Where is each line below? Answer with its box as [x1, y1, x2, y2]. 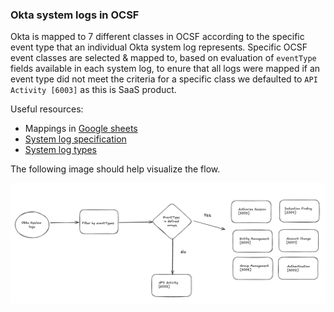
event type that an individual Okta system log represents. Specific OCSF [10, 41, 308, 53]
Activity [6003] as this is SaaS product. [10, 84, 177, 96]
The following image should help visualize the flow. [10, 163, 221, 175]
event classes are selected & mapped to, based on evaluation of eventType [10, 52, 317, 64]
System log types [24, 144, 97, 156]
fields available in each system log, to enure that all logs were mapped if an [10, 63, 321, 75]
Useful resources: [10, 103, 84, 115]
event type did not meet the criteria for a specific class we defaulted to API [10, 73, 318, 85]
